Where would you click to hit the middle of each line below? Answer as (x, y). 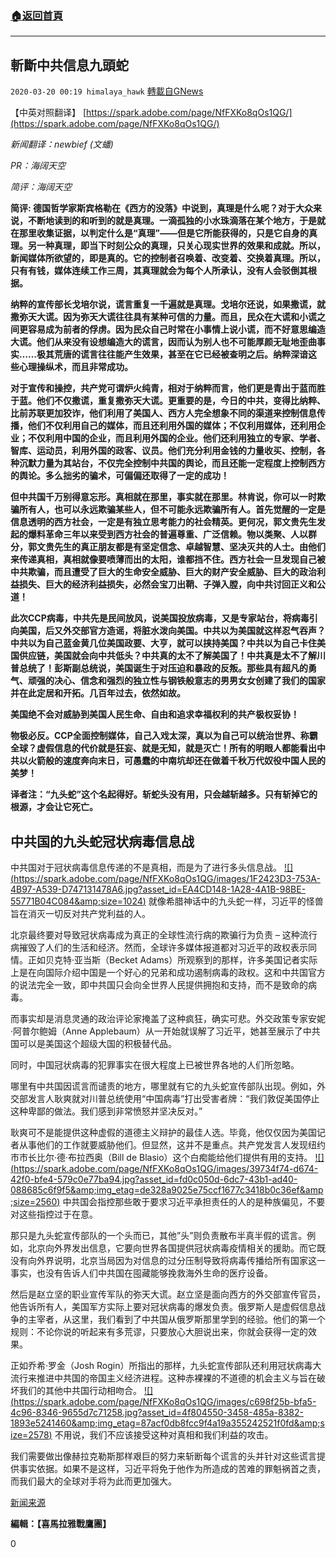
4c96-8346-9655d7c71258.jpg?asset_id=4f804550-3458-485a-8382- (157, 1412)
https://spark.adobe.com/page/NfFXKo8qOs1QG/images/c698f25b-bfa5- (165, 1401)
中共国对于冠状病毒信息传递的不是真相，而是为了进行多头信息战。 (146, 867)
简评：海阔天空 (41, 187)
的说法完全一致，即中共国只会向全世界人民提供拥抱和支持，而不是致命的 (159, 984)
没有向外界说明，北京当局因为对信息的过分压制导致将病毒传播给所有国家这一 (168, 1260)
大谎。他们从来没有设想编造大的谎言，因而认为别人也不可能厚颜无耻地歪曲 (163, 342)
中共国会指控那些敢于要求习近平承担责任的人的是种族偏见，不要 (194, 1201)
